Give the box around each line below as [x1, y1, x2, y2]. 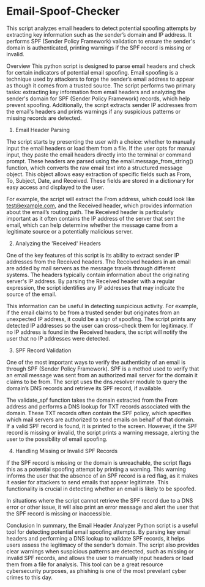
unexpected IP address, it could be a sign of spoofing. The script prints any [6, 315, 196, 322]
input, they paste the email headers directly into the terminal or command [6, 151, 192, 158]
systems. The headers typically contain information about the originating [6, 271, 190, 278]
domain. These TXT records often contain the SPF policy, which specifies [6, 409, 192, 416]
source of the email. [6, 290, 57, 298]
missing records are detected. [6, 114, 82, 122]
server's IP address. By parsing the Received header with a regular [6, 277, 175, 285]
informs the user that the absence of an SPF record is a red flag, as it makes [6, 472, 198, 479]
